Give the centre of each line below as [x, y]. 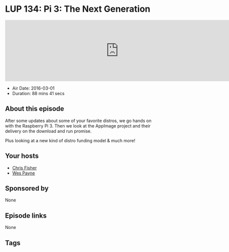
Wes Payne [23, 173]
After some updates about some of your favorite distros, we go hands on [78, 121]
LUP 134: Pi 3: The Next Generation [78, 9]
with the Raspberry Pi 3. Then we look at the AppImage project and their [78, 126]
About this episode [35, 109]
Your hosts [22, 156]
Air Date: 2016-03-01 [33, 88]
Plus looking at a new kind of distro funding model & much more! [70, 140]
